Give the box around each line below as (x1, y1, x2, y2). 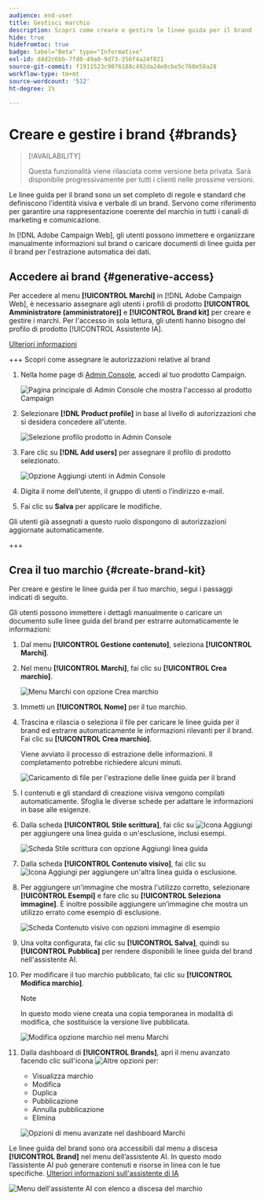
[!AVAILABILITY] (27, 151, 81, 161)
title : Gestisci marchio (9, 19, 90, 27)
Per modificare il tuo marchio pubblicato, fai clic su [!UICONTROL (20, 970, 233, 979)
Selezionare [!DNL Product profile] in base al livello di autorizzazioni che (20, 409, 256, 418)
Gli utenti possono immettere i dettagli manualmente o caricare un (9, 607, 222, 617)
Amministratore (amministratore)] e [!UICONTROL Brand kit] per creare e (9, 307, 251, 317)
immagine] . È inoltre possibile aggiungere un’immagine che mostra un (20, 899, 248, 908)
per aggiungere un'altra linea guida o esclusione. (79, 867, 238, 877)
